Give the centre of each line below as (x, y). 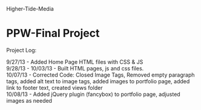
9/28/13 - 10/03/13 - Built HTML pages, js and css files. (75, 68)
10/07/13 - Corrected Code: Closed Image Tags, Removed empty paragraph (100, 75)
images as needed (29, 100)
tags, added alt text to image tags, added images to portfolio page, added (98, 81)
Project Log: (21, 50)
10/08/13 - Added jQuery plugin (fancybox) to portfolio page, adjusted (93, 94)
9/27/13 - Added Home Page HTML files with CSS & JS (75, 62)
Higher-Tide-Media (30, 9)
